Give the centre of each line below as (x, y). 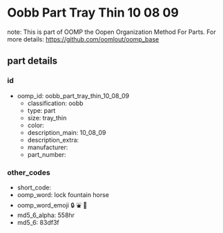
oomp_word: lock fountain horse (63, 194)
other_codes (29, 172)
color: (36, 125)
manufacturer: (48, 147)
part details (32, 61)
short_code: (34, 187)
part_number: (47, 154)
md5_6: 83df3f (38, 222)
